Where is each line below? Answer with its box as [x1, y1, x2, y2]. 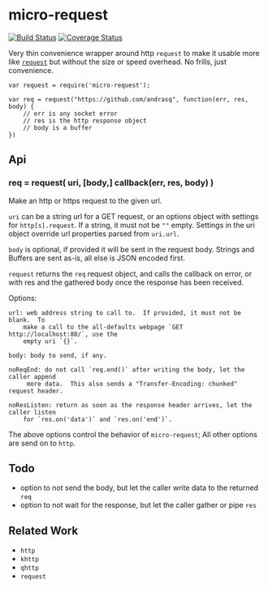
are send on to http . [8, 438, 76, 448]
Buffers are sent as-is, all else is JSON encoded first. [8, 253, 185, 263]
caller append [8, 372, 57, 380]
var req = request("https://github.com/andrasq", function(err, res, [8, 95, 249, 103]
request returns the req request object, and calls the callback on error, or [8, 269, 253, 278]
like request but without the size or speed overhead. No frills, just [8, 57, 227, 67]
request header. [8, 387, 63, 395]
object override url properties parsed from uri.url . [8, 229, 179, 239]
